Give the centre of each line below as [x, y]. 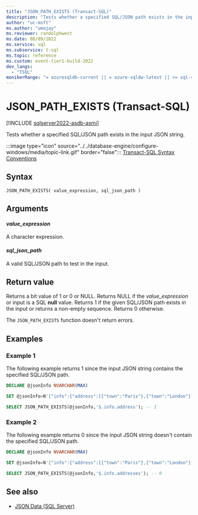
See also [22, 492]
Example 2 [22, 422]
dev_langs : [19, 66]
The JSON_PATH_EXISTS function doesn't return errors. [70, 320]
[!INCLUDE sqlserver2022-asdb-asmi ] [52, 123]
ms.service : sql [26, 45]
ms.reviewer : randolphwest [39, 34]
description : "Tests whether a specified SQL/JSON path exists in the [95, 17]
